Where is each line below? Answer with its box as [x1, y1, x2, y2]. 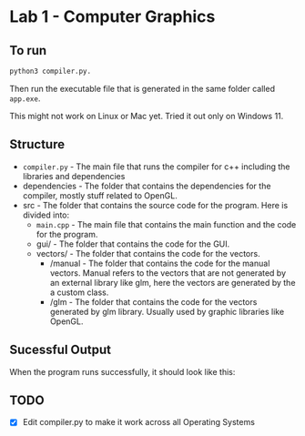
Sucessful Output [9, 342, 112, 358]
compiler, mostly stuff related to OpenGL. [22, 189, 178, 201]
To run [9, 43, 47, 58]
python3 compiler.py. [9, 66, 92, 76]
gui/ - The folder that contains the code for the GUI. [36, 238, 230, 249]
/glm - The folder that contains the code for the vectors [49, 296, 258, 307]
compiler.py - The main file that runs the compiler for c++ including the [22, 161, 290, 172]
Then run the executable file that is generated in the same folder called [9, 83, 276, 94]
